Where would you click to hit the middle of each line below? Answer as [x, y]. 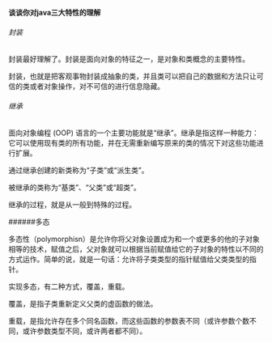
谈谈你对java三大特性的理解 [55, 12]
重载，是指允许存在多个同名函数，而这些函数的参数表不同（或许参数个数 [129, 321]
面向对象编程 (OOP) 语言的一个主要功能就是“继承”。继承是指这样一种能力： [134, 133]
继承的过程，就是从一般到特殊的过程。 [72, 205]
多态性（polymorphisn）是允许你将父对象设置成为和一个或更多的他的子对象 [134, 239]
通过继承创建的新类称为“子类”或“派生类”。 [79, 170]
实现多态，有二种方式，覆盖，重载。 [69, 286]
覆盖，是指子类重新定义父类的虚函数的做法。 [83, 304]
